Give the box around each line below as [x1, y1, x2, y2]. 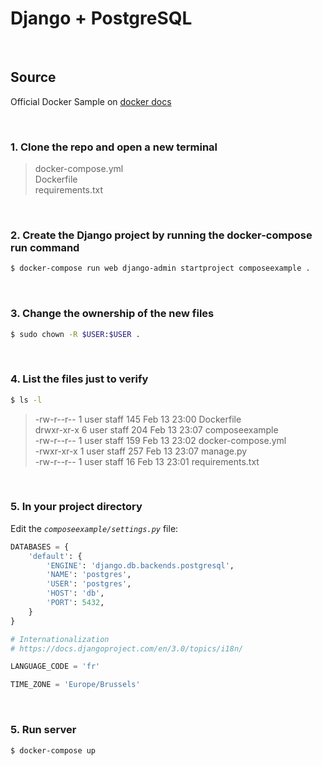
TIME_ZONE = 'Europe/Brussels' [10, 680, 141, 690]
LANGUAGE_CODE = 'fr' [10, 662, 101, 672]
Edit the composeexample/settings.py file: [10, 522, 179, 534]
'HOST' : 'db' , [46, 588, 105, 599]
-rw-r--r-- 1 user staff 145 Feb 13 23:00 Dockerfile [34, 413, 242, 425]
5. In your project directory [10, 500, 143, 514]
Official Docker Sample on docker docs [10, 95, 172, 107]
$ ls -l [10, 395, 43, 405]
